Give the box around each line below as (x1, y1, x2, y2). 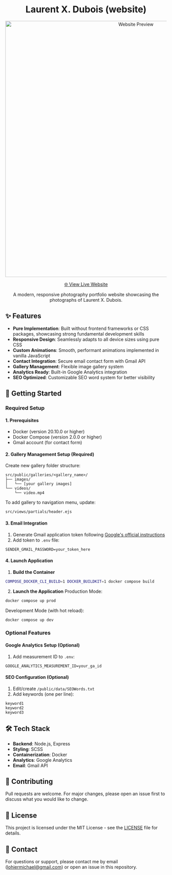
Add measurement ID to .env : (12, 653, 75, 659)
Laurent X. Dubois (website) (25, 4, 147, 15)
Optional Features (5, 629, 51, 636)
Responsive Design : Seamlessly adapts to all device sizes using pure (12, 336, 160, 342)
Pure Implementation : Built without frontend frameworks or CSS (12, 325, 149, 331)
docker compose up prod (5, 598, 56, 603)
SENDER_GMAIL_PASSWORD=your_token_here (5, 547, 91, 552)
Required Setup (5, 405, 45, 412)
